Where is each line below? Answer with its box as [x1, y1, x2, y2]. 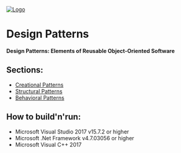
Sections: [6, 65, 44, 76]
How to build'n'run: [6, 112, 81, 122]
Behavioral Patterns [15, 94, 65, 101]
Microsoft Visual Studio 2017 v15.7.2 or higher [15, 128, 129, 135]
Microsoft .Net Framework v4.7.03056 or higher [15, 134, 135, 141]
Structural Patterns [15, 87, 63, 94]
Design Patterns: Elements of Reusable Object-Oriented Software [6, 47, 175, 54]
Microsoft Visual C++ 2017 [15, 141, 82, 148]
